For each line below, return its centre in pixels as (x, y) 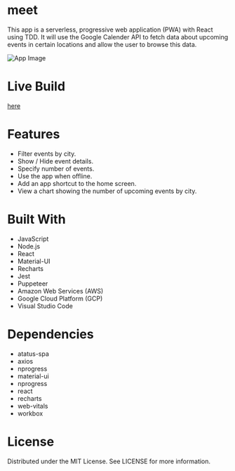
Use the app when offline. (55, 176)
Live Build (36, 87)
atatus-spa (33, 354)
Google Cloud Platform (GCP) (60, 298)
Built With (36, 219)
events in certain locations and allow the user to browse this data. (102, 44)
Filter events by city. (47, 154)
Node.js (29, 246)
